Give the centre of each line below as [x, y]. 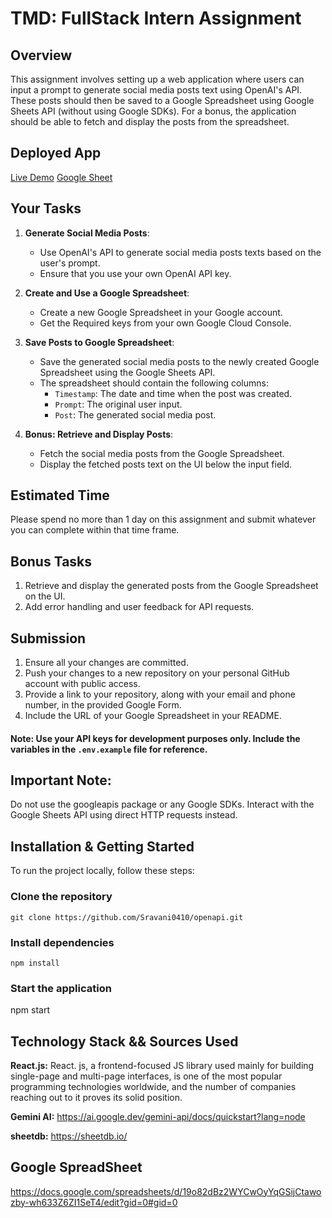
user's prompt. [70, 263]
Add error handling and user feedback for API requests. [139, 607]
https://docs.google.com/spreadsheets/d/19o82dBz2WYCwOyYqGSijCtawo [166, 1191]
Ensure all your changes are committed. [106, 663]
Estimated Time [60, 495]
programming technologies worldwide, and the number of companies [153, 1086]
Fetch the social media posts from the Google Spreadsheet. [162, 453]
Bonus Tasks [51, 561]
